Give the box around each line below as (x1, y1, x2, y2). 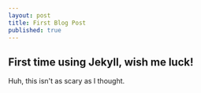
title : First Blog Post (8, 19, 87, 27)
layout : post (8, 11, 51, 20)
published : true (8, 26, 61, 34)
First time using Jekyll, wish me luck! (8, 55, 194, 69)
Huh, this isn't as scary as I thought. (8, 76, 125, 86)
